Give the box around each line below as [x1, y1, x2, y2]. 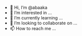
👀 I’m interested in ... [9, 10, 52, 16]
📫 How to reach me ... [9, 26, 56, 31]
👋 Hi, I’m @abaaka [9, 5, 48, 10]
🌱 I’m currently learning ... [9, 15, 63, 20]
